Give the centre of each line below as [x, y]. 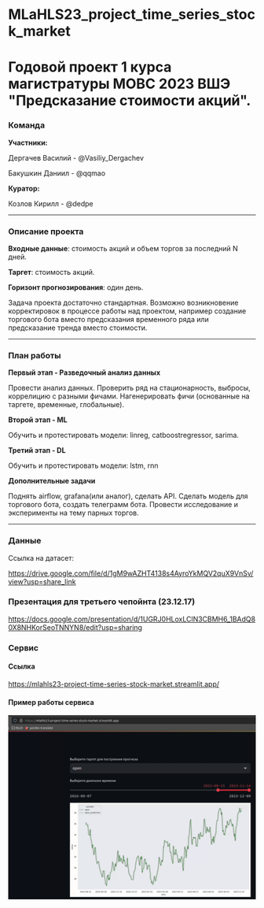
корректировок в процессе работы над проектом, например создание [127, 311]
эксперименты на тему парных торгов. [73, 513]
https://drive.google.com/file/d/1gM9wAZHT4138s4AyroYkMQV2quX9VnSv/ [131, 573]
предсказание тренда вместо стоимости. [78, 328]
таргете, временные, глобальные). [66, 405]
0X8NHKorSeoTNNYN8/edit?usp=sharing [75, 627]
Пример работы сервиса [51, 702]
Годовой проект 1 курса [90, 67]
